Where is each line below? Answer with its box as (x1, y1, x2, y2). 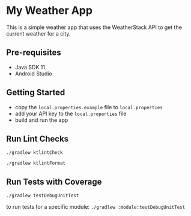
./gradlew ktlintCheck (6, 150, 63, 156)
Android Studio (14, 70, 52, 77)
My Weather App (6, 4, 93, 17)
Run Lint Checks (6, 133, 69, 144)
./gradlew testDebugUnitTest (6, 192, 79, 199)
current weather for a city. (6, 30, 71, 37)
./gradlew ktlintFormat (6, 160, 66, 167)
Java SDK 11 (14, 63, 45, 71)
